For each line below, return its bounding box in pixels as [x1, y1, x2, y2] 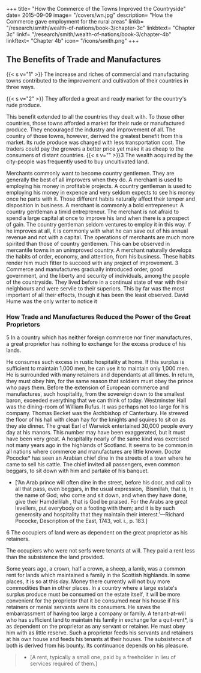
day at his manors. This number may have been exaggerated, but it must [6, 429, 185, 436]
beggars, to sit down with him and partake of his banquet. [6, 467, 149, 475]
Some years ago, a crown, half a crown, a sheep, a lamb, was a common [6, 565, 186, 572]
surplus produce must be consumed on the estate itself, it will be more [6, 590, 181, 598]
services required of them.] [29, 660, 98, 668]
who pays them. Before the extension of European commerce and [6, 384, 169, 391]
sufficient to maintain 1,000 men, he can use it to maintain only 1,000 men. [6, 365, 190, 372]
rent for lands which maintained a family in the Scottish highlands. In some [6, 572, 190, 579]
